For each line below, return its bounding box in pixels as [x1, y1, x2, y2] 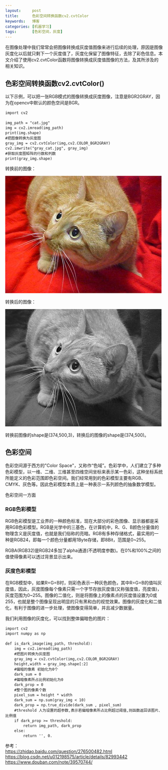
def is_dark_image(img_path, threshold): [5, 641, 93, 647]
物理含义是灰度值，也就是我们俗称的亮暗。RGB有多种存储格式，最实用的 [5, 531, 154, 537]
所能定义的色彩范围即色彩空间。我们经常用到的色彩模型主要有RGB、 [5, 475, 146, 481]
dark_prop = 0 [14, 682, 43, 687]
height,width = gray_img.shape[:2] [14, 662, 88, 667]
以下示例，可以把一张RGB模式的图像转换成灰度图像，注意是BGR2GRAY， [5, 93, 156, 99]
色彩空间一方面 [5, 492, 36, 498]
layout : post [5, 8, 41, 13]
